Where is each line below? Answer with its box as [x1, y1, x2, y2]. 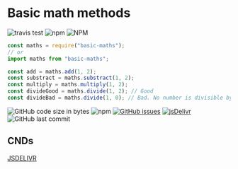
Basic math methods [7, 5, 131, 21]
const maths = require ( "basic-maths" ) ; [7, 42, 125, 49]
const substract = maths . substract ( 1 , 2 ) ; [7, 74, 135, 82]
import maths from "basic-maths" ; [7, 55, 110, 62]
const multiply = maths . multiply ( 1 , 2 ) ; [7, 81, 129, 88]
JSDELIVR [7, 153, 37, 162]
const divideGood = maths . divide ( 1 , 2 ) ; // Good [7, 88, 154, 95]
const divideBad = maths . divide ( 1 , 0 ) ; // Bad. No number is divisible [7, 94, 223, 102]
